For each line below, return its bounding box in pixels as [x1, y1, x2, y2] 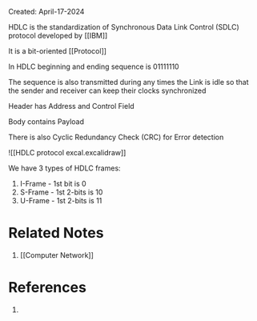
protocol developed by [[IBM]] [8, 31, 108, 40]
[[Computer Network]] [19, 250, 94, 259]
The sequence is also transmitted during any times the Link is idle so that [8, 78, 250, 86]
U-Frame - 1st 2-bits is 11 [19, 196, 102, 205]
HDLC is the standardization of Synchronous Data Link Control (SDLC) [8, 22, 240, 31]
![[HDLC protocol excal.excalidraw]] [8, 148, 126, 157]
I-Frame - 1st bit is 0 [19, 179, 86, 188]
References [8, 279, 86, 297]
